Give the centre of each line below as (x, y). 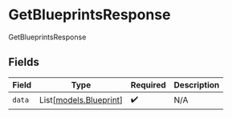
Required (148, 84)
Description (197, 84)
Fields (24, 62)
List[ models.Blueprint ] (81, 100)
